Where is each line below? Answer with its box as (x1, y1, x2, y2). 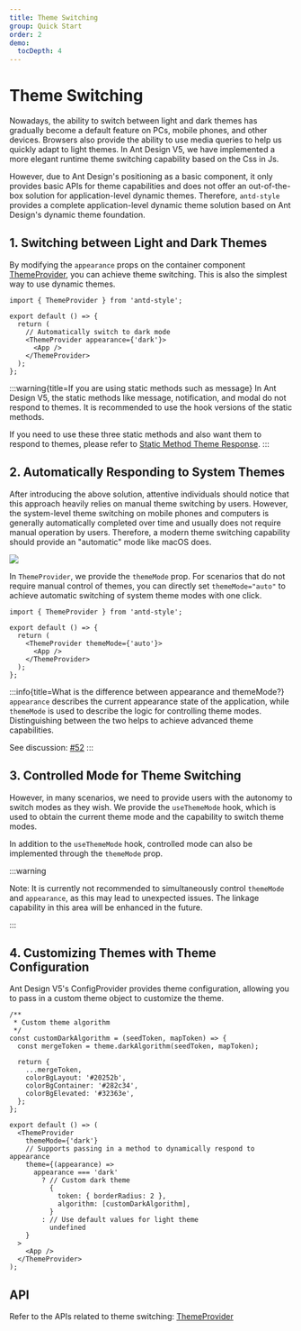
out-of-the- (248, 181, 291, 192)
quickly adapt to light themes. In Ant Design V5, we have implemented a (9, 144, 276, 155)
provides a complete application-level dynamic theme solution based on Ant (9, 200, 291, 211)
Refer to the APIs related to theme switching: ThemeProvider (9, 1311, 234, 1322)
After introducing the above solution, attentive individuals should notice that (9, 488, 289, 499)
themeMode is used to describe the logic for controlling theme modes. (9, 705, 262, 716)
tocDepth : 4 (17, 47, 63, 56)
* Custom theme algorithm (13, 1018, 111, 1027)
